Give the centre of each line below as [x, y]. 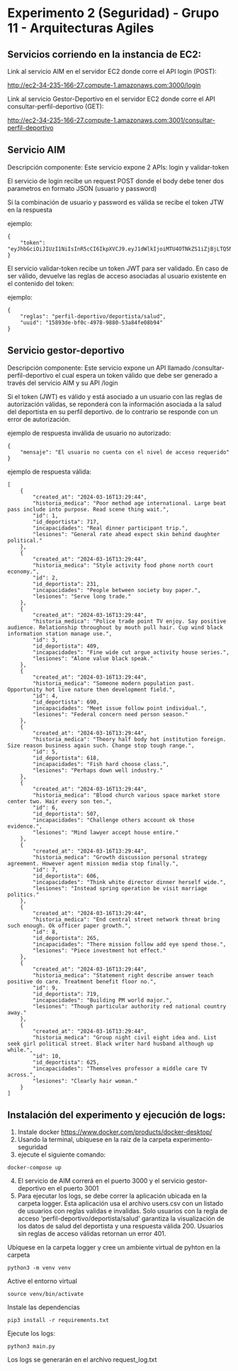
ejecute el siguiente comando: [62, 1154]
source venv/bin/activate [45, 1294]
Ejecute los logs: [31, 1333]
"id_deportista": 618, [66, 758]
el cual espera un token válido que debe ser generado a [136, 375]
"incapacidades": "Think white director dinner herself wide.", [130, 882]
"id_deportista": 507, [66, 814]
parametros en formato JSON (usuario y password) [82, 188]
